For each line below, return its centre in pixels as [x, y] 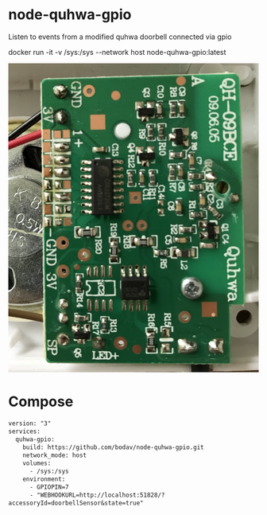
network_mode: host [55, 455]
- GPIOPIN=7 [49, 487]
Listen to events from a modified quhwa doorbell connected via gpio [120, 37]
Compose [41, 402]
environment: [44, 479]
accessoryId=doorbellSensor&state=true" [76, 503]
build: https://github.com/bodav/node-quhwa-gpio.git [113, 447]
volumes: [37, 463]
